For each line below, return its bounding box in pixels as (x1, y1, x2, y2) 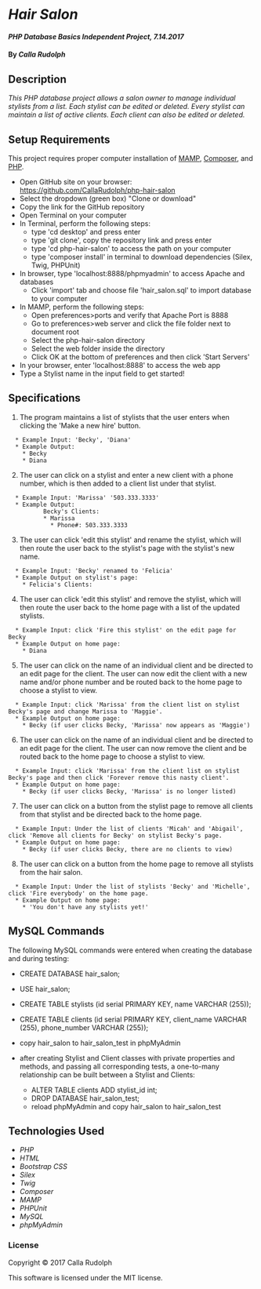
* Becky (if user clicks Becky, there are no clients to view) (22, 845, 234, 853)
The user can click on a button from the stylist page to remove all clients (19, 801, 253, 810)
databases (19, 277, 54, 286)
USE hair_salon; (19, 984, 71, 993)
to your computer (31, 294, 88, 303)
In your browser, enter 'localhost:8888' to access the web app (19, 361, 221, 370)
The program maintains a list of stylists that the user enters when (19, 412, 230, 421)
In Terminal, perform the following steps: (19, 219, 151, 228)
